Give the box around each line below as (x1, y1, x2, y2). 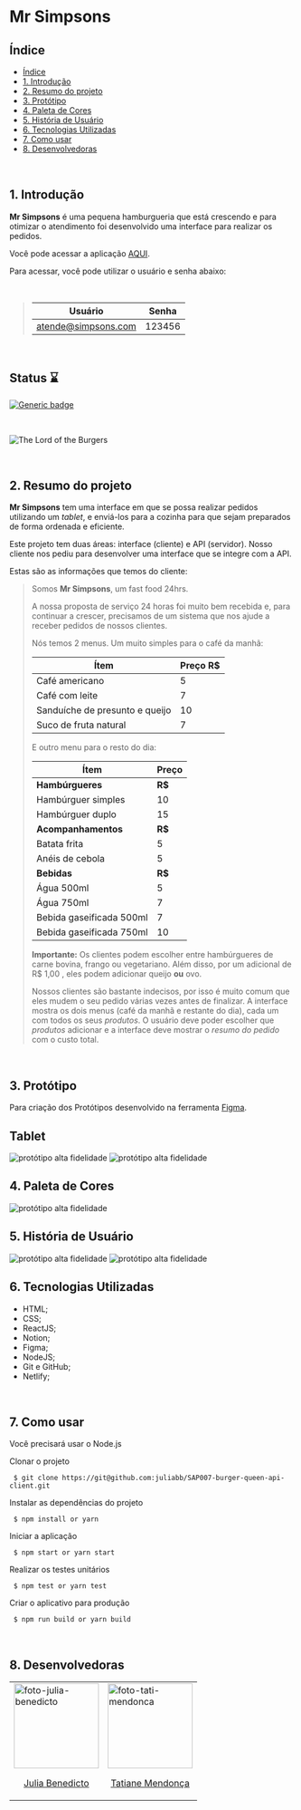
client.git (9, 1481, 51, 1491)
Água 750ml (35, 897, 89, 910)
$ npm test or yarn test (13, 1582, 107, 1591)
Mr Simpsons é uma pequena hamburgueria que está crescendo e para (9, 211, 277, 222)
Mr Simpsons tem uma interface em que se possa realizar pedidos (9, 502, 259, 513)
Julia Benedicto (24, 1777, 89, 1790)
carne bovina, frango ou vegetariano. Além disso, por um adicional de (31, 958, 292, 970)
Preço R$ (180, 659, 221, 672)
